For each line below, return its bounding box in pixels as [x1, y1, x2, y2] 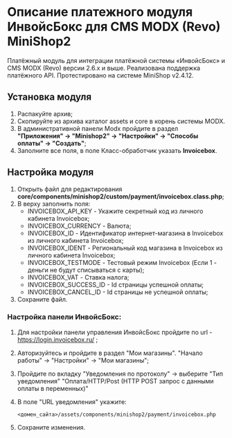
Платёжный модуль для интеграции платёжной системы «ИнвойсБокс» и [7, 56, 225, 64]
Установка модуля [7, 91, 92, 103]
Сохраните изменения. [17, 423, 86, 431]
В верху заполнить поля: [17, 199, 91, 208]
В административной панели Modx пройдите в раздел [17, 124, 179, 132]
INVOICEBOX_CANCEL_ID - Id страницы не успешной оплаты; [27, 288, 208, 296]
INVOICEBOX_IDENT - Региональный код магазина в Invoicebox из [27, 244, 223, 252]
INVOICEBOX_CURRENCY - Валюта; [27, 221, 132, 230]
